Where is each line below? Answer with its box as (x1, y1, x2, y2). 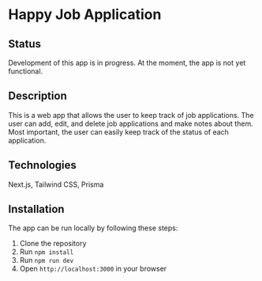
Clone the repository (19, 239, 87, 249)
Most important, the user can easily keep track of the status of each (8, 127, 229, 136)
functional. (8, 66, 43, 76)
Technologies (8, 158, 77, 172)
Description (8, 89, 67, 103)
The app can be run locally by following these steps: (8, 223, 178, 233)
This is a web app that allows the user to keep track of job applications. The (8, 110, 254, 120)
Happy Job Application (8, 6, 162, 24)
